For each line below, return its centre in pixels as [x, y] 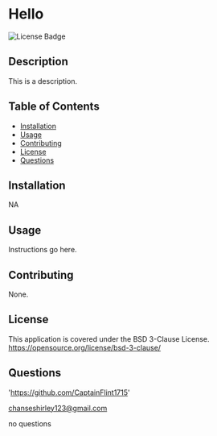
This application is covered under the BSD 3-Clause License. [109, 338]
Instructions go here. [43, 250]
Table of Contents [54, 107]
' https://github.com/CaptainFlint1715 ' [69, 392]
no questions [30, 423]
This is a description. [43, 81]
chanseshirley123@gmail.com [58, 408]
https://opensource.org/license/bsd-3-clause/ [85, 347]
